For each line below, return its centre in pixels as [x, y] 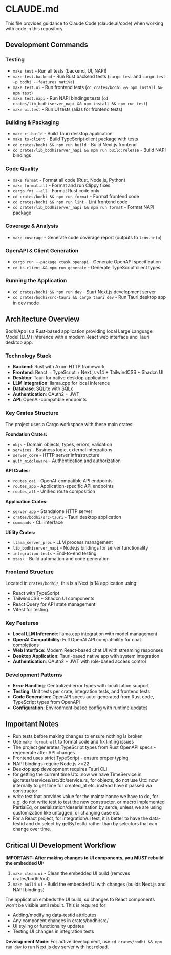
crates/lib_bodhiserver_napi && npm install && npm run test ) [80, 103]
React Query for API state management [54, 604]
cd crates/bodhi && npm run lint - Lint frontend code [70, 202]
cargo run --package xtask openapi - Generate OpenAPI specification [87, 262]
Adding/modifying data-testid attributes [55, 915]
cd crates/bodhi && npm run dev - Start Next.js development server [84, 292]
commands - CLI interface [38, 522]
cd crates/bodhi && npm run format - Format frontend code [76, 197]
